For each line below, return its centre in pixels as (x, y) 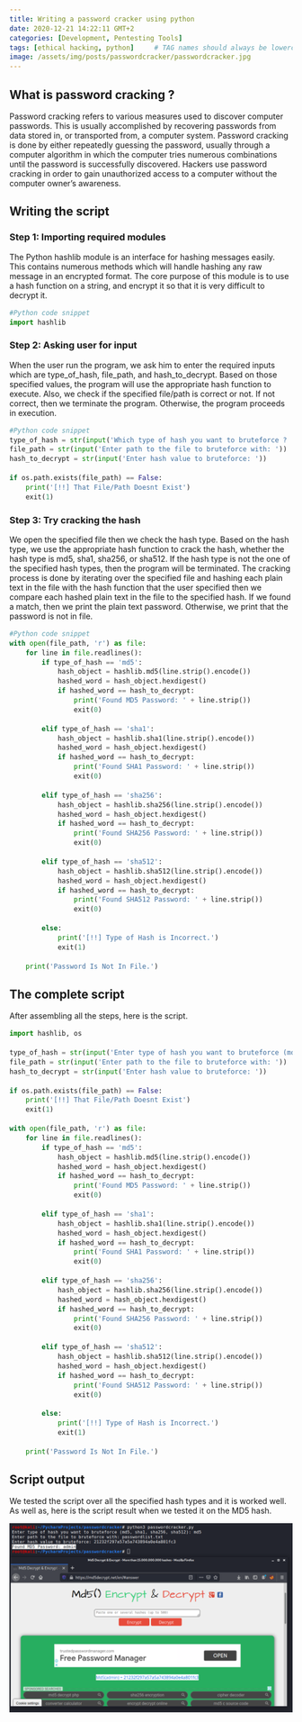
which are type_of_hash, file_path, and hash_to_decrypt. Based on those (143, 375)
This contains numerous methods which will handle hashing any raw (136, 267)
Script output (47, 1480)
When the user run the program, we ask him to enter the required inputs (142, 365)
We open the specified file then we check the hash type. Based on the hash (149, 539)
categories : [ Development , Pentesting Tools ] (96, 38)
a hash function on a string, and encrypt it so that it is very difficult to (137, 285)
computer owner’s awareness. (65, 183)
